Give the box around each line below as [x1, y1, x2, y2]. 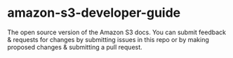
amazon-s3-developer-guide [7, 5, 181, 21]
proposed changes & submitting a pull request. [7, 43, 142, 51]
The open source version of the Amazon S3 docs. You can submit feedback [7, 28, 227, 36]
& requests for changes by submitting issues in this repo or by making [7, 35, 209, 43]
